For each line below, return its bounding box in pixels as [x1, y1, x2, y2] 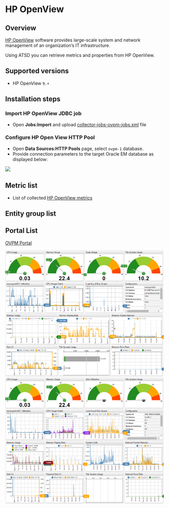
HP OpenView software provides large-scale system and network [5, 37, 141, 43]
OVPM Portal [5, 240, 32, 246]
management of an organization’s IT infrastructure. [5, 42, 111, 48]
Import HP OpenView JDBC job [5, 110, 82, 117]
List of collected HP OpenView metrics [12, 194, 93, 200]
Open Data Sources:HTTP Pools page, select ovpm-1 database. [12, 145, 144, 151]
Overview [5, 24, 37, 32]
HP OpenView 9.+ [12, 80, 49, 86]
